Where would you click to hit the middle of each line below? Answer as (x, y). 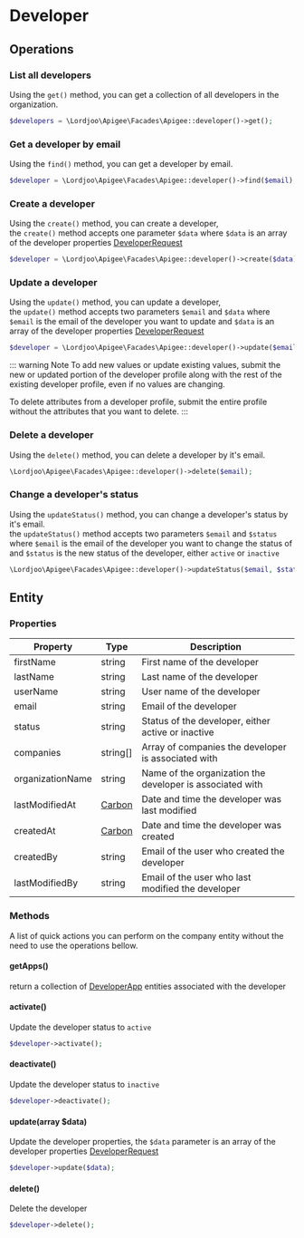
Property (53, 647)
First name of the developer (200, 663)
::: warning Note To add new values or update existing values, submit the (145, 365)
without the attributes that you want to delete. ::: (99, 411)
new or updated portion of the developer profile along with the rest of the (146, 375)
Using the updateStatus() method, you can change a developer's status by (149, 514)
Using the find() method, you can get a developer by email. (121, 164)
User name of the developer (201, 692)
